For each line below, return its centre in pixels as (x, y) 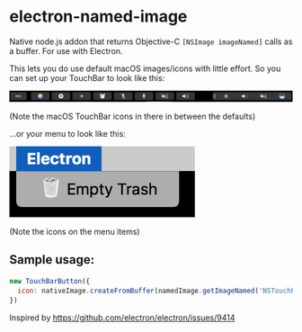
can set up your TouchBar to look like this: (87, 77)
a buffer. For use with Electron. (66, 50)
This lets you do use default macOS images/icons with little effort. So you (145, 68)
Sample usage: (52, 260)
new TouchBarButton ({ (50, 282)
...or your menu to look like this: (67, 133)
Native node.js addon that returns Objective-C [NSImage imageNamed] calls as (151, 41)
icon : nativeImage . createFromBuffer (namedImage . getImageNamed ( (138, 291)
